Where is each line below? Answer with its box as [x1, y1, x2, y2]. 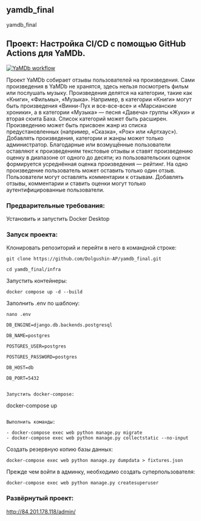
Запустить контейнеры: [6, 277, 67, 285]
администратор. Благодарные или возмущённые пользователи [6, 141, 171, 148]
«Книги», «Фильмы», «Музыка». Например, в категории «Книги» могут [6, 96, 192, 103]
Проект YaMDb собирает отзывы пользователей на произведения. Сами [6, 76, 196, 83]
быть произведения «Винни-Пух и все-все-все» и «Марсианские [6, 102, 177, 109]
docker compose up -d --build [6, 289, 83, 295]
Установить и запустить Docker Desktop [6, 215, 110, 222]
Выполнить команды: [6, 419, 56, 425]
